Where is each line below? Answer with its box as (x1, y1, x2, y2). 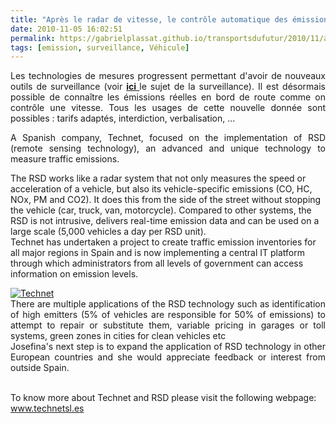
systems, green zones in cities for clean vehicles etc (10, 330, 227, 342)
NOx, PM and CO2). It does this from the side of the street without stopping (10, 194, 322, 206)
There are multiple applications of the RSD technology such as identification (10, 298, 326, 310)
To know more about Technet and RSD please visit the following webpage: (10, 392, 317, 404)
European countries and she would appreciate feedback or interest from (10, 351, 326, 363)
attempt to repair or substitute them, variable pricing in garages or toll (10, 319, 326, 331)
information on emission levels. (10, 268, 139, 280)
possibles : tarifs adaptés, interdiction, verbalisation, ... (10, 112, 236, 125)
